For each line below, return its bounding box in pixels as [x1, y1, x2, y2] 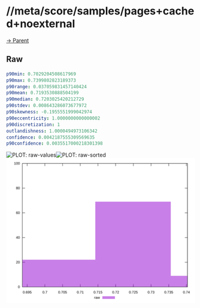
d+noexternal [6, 17, 75, 31]
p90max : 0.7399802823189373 [6, 77, 77, 83]
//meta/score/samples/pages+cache [6, 4, 195, 18]
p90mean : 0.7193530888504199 [6, 90, 79, 96]
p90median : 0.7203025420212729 [6, 96, 84, 103]
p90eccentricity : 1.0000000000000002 [6, 115, 101, 121]
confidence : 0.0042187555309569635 [6, 134, 95, 140]
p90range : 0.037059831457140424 [6, 83, 87, 89]
